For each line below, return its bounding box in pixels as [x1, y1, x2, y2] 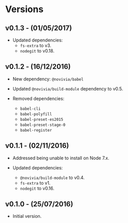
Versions [5, 4, 44, 15]
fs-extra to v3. [20, 42, 51, 49]
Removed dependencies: [12, 95, 65, 102]
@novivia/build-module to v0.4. [20, 174, 85, 181]
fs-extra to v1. [20, 180, 51, 186]
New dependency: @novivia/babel [12, 76, 84, 82]
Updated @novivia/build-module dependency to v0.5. [12, 85, 123, 92]
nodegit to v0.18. [20, 48, 54, 54]
